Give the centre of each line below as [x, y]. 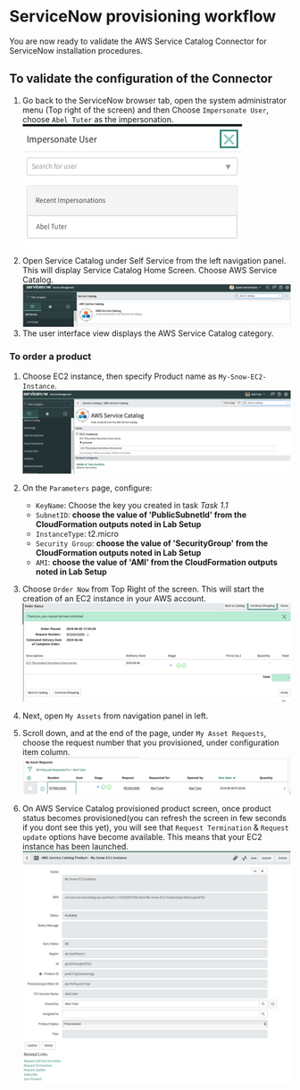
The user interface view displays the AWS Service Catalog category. [148, 333]
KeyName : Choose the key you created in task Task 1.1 [132, 505]
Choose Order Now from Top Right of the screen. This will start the [143, 589]
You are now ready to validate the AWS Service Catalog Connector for [138, 41]
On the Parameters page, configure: [87, 488]
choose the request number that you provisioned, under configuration [150, 742]
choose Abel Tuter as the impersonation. [98, 119]
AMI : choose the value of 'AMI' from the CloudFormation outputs [157, 562]
